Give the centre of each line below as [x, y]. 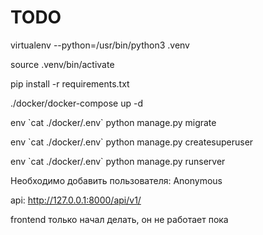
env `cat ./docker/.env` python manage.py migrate [113, 122]
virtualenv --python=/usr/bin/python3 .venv [100, 45]
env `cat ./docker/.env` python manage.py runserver [118, 161]
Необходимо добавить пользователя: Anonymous [116, 180]
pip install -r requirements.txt [70, 83]
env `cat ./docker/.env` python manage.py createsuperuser [132, 142]
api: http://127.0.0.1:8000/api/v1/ [76, 200]
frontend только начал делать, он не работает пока [119, 219]
